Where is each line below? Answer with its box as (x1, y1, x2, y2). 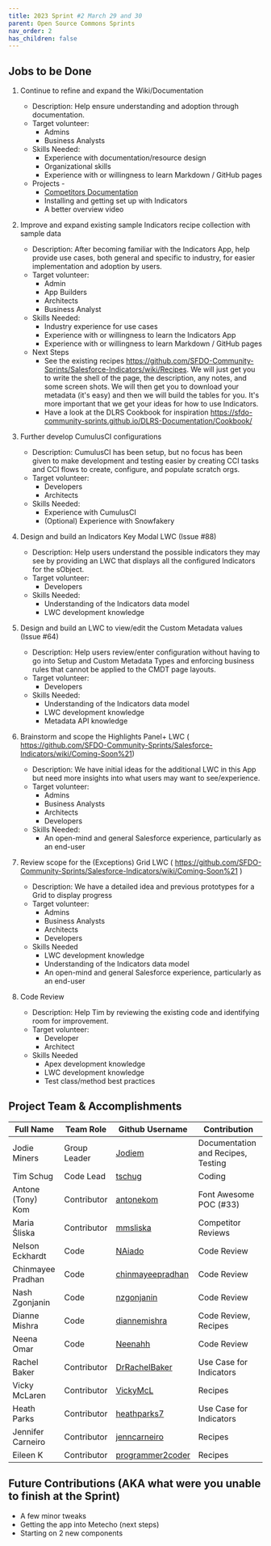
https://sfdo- (210, 407, 252, 417)
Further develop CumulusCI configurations (19, 432, 162, 441)
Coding (198, 1170, 226, 1182)
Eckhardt (12, 1250, 47, 1262)
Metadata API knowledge (44, 716, 128, 726)
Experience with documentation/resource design (44, 153, 207, 162)
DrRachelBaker (115, 1361, 173, 1372)
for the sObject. (31, 565, 85, 575)
